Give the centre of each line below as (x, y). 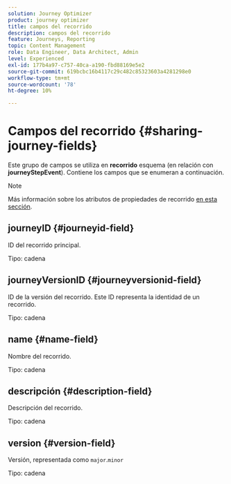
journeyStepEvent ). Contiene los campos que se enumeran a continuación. (116, 172)
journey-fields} (53, 146)
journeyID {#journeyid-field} (71, 228)
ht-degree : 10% (30, 91)
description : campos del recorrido (59, 33)
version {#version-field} (62, 443)
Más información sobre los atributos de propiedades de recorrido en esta (113, 199)
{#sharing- (171, 131)
